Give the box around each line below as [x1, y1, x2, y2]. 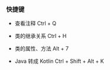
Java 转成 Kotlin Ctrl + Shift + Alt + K [14, 58, 105, 65]
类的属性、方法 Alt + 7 [14, 45, 69, 52]
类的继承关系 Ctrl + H [14, 33, 67, 40]
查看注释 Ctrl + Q [14, 20, 57, 27]
